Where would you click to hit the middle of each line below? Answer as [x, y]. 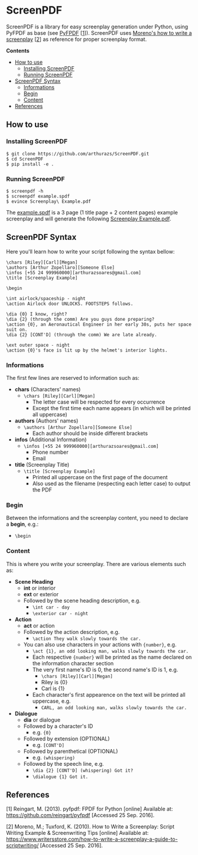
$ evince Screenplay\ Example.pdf [49, 201]
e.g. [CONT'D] [48, 745]
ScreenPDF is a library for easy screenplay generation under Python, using [97, 27]
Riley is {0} [54, 682]
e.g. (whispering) [54, 758]
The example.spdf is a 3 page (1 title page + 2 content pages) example [92, 212]
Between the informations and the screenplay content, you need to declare [97, 518]
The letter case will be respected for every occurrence [99, 402]
